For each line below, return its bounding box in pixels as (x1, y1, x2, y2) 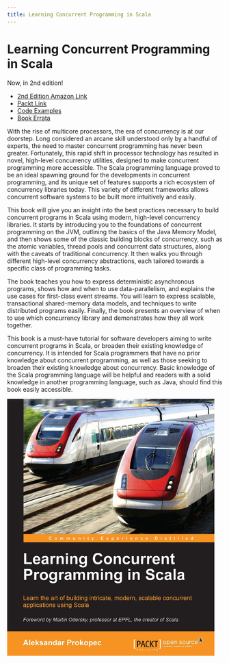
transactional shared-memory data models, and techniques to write (7, 299, 197, 308)
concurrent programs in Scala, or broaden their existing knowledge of (7, 341, 204, 349)
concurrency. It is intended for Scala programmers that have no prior (7, 349, 200, 357)
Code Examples (16, 106, 62, 114)
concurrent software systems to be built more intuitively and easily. (7, 192, 196, 201)
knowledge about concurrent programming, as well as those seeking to (7, 356, 208, 364)
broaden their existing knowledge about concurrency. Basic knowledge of (7, 363, 215, 371)
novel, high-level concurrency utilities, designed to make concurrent (7, 156, 200, 164)
